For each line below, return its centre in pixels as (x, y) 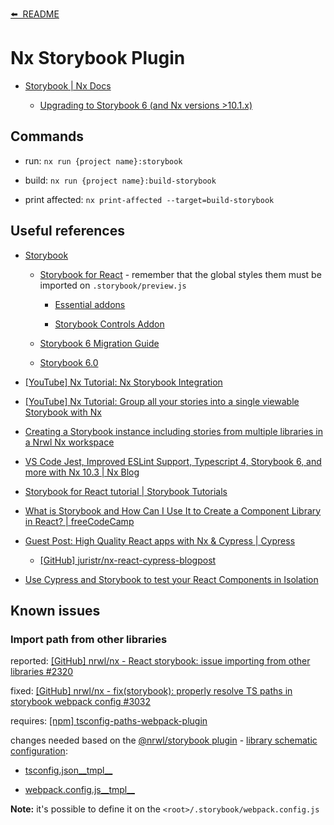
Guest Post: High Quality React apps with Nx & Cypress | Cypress (160, 540)
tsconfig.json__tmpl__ (68, 770)
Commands (47, 136)
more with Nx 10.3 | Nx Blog (82, 472)
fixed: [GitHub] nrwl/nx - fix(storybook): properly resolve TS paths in (151, 691)
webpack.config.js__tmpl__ (80, 790)
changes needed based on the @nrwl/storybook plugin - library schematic (164, 740)
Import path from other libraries (89, 639)
